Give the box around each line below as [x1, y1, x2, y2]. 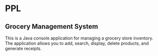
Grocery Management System [5, 22, 98, 31]
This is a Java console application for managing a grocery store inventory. [5, 35, 154, 41]
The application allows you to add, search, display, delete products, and [5, 40, 149, 46]
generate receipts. [5, 46, 42, 51]
